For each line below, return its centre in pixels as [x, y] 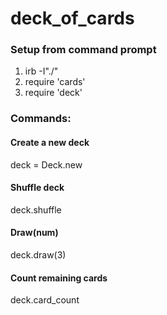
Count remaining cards [59, 278]
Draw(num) [34, 233]
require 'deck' [53, 93]
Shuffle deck [37, 188]
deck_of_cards [72, 18]
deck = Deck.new [46, 164]
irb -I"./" [41, 71]
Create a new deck [50, 142]
